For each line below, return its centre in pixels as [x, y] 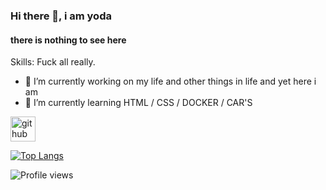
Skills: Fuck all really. [53, 62]
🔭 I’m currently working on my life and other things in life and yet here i [170, 81]
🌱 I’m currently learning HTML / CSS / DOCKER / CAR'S [138, 103]
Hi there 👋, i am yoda [61, 16]
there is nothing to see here [68, 40]
